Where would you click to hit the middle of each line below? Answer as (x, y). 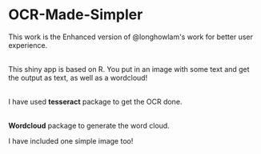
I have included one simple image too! (71, 140)
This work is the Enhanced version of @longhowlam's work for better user (131, 37)
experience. (28, 45)
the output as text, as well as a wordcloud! (78, 77)
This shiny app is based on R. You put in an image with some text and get (129, 69)
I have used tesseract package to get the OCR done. (95, 101)
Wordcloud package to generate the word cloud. (89, 125)
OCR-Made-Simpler (76, 15)
